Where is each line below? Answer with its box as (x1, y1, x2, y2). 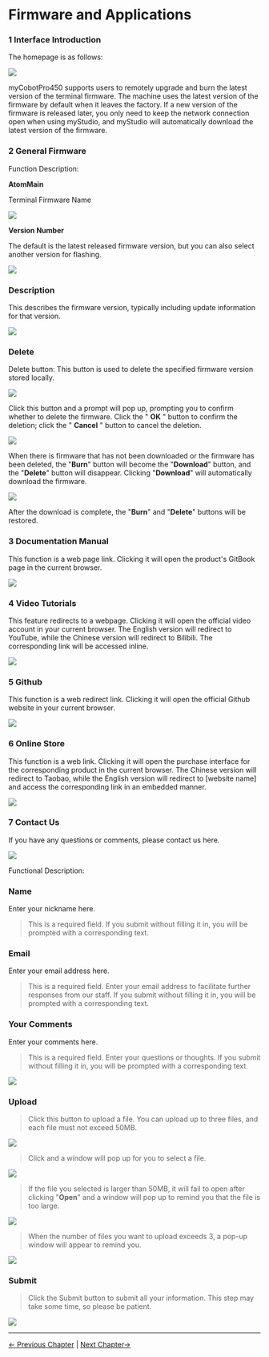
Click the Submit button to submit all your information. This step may (27, 1293, 255, 1303)
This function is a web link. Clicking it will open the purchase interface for (8, 756, 251, 766)
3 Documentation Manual (8, 535, 110, 547)
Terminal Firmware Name (8, 195, 92, 204)
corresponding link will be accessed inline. (8, 641, 149, 651)
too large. (27, 1201, 60, 1211)
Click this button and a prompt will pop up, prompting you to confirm (8, 403, 234, 414)
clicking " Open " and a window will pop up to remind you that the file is (27, 1193, 261, 1202)
